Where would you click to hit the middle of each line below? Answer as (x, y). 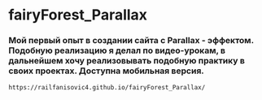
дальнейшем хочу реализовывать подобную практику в (127, 61)
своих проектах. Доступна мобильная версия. (107, 71)
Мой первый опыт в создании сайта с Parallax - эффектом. (131, 41)
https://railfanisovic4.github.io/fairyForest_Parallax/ (107, 88)
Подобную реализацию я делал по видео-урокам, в (117, 50)
